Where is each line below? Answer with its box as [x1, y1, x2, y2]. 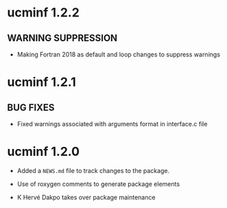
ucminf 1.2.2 [7, 5, 80, 21]
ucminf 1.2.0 [7, 144, 80, 159]
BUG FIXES [7, 102, 55, 113]
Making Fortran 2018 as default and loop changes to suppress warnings [16, 50, 221, 58]
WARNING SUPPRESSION [7, 32, 118, 44]
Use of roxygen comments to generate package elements [16, 180, 180, 188]
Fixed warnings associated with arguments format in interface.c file [16, 120, 208, 128]
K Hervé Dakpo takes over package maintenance [16, 193, 156, 201]
